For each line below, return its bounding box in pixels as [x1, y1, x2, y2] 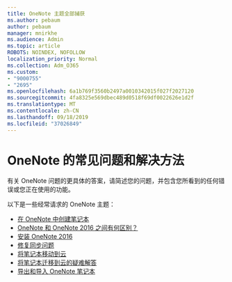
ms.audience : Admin [7, 36, 64, 43]
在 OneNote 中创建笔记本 [17, 215, 90, 224]
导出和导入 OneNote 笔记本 [17, 267, 96, 276]
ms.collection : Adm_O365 [7, 62, 79, 69]
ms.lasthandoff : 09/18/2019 [7, 113, 89, 120]
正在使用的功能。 [25, 185, 74, 194]
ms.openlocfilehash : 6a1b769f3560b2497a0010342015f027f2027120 [7, 88, 194, 95]
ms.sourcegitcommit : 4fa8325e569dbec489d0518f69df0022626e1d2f [7, 95, 194, 102]
